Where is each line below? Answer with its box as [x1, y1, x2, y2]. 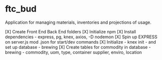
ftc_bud [5, 3, 37, 15]
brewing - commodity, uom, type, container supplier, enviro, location [5, 49, 142, 55]
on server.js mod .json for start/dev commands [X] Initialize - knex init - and [5, 39, 156, 45]
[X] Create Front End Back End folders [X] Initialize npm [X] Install [5, 29, 136, 34]
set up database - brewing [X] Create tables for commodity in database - [5, 44, 151, 50]
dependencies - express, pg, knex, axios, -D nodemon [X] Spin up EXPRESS [5, 34, 158, 40]
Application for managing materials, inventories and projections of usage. [5, 19, 152, 25]
